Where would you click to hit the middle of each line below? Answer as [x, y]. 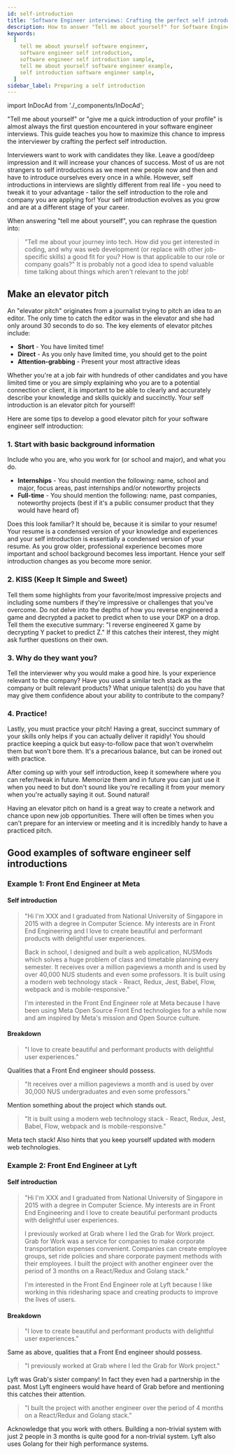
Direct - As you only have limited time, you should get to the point [112, 354]
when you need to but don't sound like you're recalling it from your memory [116, 788]
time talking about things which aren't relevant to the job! [106, 272]
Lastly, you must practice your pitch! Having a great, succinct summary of [114, 729]
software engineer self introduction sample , [87, 60]
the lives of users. [50, 1300]
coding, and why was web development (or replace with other [114, 249]
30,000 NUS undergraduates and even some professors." [107, 1091]
